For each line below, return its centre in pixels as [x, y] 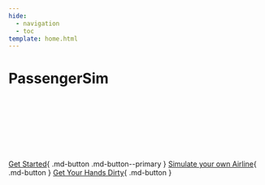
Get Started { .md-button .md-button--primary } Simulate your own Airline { [133, 164]
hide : [17, 16]
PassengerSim [59, 79]
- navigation [38, 24]
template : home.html [43, 39]
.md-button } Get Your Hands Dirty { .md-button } [90, 173]
